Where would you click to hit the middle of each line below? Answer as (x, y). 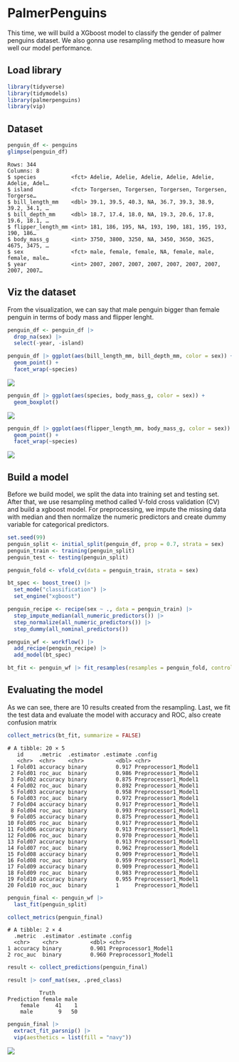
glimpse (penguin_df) (38, 152)
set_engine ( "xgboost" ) (47, 596)
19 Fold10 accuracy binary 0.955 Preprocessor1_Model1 (103, 879)
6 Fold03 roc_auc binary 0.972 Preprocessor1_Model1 (105, 798)
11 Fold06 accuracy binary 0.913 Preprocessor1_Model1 (103, 829)
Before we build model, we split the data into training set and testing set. (113, 494)
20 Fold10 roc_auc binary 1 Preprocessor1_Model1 (103, 885)
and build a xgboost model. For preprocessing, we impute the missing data (117, 510)
